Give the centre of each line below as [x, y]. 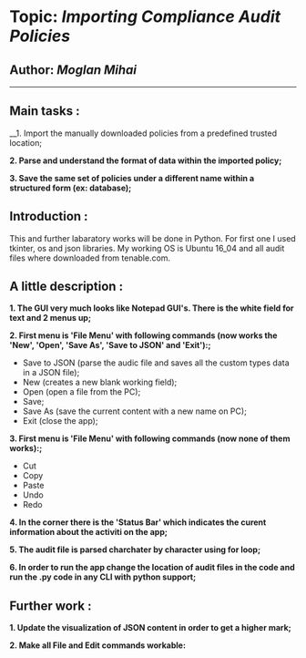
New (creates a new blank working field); [100, 382]
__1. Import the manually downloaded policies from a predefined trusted [143, 133]
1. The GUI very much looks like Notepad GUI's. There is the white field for [152, 308]
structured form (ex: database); [71, 188]
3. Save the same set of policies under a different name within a [132, 178]
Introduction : [49, 216]
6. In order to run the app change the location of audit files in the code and [153, 568]
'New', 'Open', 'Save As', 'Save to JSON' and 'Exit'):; [110, 345]
